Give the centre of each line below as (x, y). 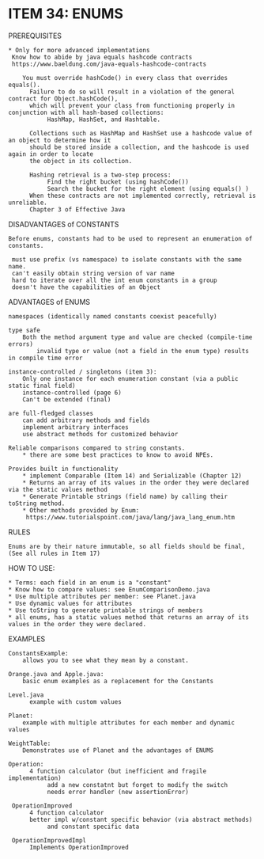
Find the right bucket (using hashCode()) (118, 182)
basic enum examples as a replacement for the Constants (118, 681)
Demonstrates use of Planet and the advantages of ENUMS (118, 750)
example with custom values (75, 701)
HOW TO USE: (32, 568)
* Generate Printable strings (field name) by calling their (125, 496)
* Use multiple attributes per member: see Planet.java (102, 596)
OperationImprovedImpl (49, 840)
